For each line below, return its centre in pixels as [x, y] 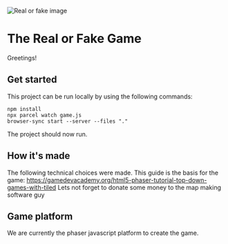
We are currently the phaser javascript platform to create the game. [103, 233]
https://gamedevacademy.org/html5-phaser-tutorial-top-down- [117, 180]
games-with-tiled [32, 187]
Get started [32, 80]
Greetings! [22, 58]
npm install [24, 109]
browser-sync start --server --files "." [68, 121]
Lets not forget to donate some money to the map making [140, 187]
